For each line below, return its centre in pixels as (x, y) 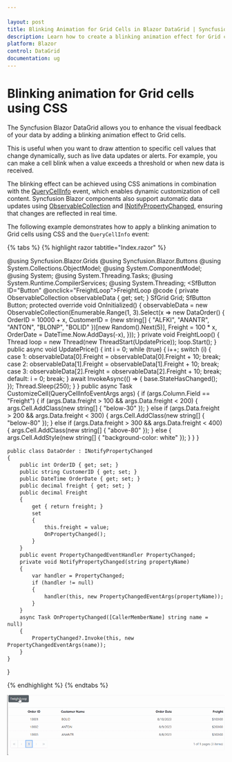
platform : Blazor (32, 44)
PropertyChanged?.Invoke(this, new (83, 638)
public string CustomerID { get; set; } (78, 472)
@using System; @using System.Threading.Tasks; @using (90, 275)
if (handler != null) (63, 583)
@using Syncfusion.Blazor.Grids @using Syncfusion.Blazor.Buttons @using (114, 260)
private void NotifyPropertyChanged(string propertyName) (105, 562)
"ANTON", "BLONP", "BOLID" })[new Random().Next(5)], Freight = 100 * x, (112, 327)
